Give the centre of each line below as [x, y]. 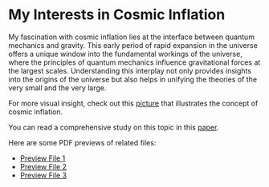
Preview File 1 [43, 158]
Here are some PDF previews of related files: [82, 142]
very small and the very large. [57, 88]
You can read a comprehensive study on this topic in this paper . [114, 127]
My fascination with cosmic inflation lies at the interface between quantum [132, 37]
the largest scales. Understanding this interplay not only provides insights [130, 70]
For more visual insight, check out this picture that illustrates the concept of [133, 103]
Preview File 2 [43, 166]
